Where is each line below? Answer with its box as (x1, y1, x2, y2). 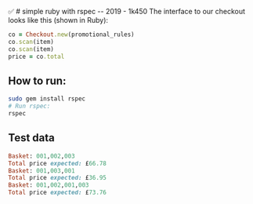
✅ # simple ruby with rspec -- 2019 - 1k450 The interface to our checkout (8, 7, 245, 16)
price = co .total (8, 53, 65, 60)
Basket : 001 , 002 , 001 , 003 (8, 181, 89, 189)
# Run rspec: (8, 102, 51, 111)
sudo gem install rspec (8, 95, 86, 103)
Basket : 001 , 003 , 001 (8, 166, 76, 175)
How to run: (8, 74, 67, 87)
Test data (8, 131, 55, 144)
